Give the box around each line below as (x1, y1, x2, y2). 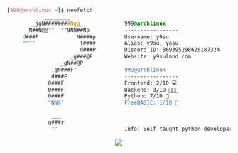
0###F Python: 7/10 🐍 (48, 93, 170, 100)
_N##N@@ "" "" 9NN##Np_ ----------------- (25, 26, 179, 33)
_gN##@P (60, 60, 83, 67)
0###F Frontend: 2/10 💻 (48, 79, 178, 87)
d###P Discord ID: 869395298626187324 (80, 46, 220, 53)
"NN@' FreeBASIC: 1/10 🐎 (48, 100, 179, 107)
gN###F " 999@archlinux (54, 66, 166, 73)
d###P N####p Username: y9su (22, 33, 170, 41)
